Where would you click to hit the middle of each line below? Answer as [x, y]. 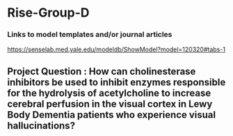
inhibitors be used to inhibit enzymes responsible [116, 82]
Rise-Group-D [48, 13]
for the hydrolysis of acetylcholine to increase [109, 93]
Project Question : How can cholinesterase [102, 71]
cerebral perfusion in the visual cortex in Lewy [110, 104]
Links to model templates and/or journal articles [90, 35]
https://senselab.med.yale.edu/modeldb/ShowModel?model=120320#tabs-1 [116, 49]
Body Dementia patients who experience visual [112, 115]
